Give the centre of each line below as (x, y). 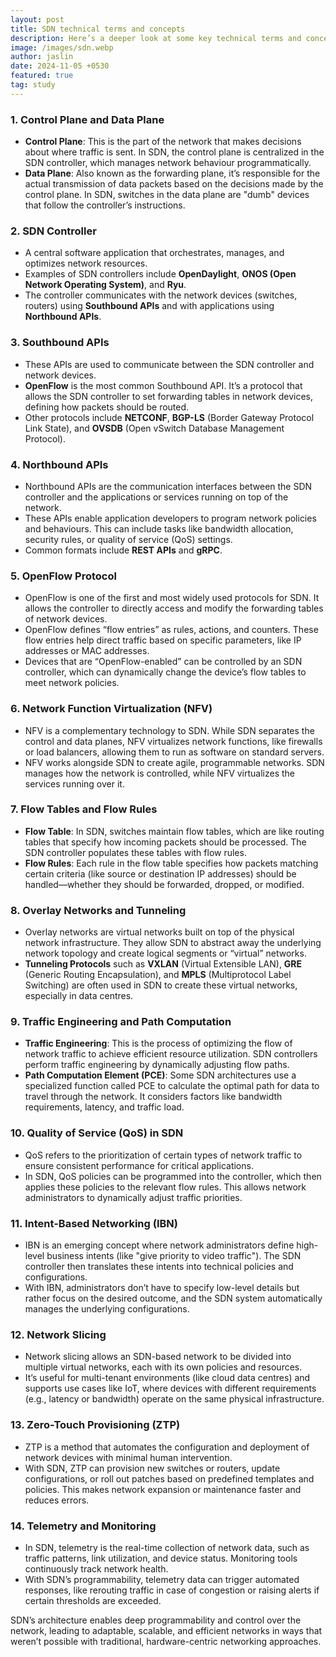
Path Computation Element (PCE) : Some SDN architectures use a (160, 1075)
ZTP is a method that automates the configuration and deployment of (167, 1447)
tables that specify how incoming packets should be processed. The (165, 842)
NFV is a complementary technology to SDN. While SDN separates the (169, 730)
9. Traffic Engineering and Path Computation (121, 1022)
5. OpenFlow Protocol (63, 576)
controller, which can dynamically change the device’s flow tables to (165, 672)
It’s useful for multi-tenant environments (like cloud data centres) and (167, 1378)
